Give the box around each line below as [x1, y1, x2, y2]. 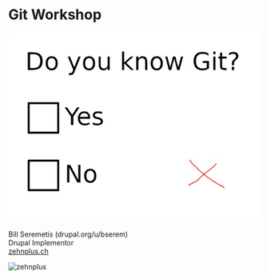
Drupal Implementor [8, 237, 74, 247]
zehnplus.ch [8, 246, 50, 256]
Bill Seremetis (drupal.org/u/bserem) [8, 229, 129, 239]
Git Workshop [8, 6, 102, 24]
